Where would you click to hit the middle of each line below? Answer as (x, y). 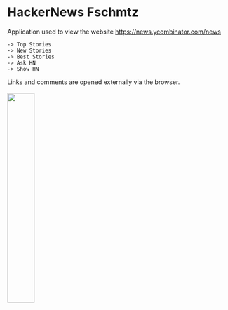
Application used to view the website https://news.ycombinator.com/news (114, 32)
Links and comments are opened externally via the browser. (94, 82)
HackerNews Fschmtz (73, 12)
